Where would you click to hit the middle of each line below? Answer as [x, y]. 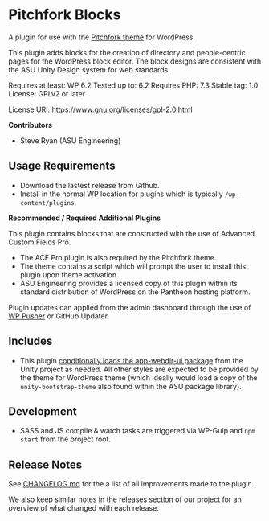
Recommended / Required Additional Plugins [85, 218]
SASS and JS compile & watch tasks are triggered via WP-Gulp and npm [137, 431]
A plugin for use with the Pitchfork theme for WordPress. [102, 37]
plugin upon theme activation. [69, 274]
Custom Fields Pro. [40, 242]
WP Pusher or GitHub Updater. [59, 316]
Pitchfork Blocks [65, 15]
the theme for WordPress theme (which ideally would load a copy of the [139, 377]
